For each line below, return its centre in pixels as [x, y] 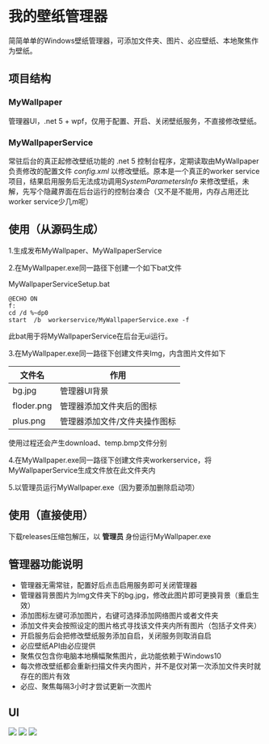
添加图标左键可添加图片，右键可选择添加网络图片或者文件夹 [119, 615]
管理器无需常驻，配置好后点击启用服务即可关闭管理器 [109, 585]
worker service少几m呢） [50, 201]
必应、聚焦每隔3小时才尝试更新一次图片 [86, 687]
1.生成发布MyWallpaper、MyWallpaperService [85, 250]
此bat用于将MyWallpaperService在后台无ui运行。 [90, 336]
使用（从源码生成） [56, 230]
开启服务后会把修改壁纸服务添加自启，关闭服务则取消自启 [116, 636]
